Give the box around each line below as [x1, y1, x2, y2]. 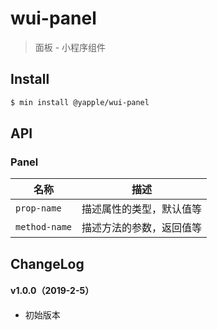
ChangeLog [10, 255, 85, 272]
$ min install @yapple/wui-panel [10, 97, 150, 107]
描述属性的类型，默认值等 [81, 202, 203, 216]
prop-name [15, 203, 62, 214]
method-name [15, 222, 73, 233]
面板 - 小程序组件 [34, 41, 107, 53]
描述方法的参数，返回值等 [81, 221, 203, 235]
